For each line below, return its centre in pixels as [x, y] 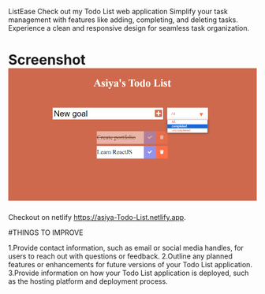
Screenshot [47, 60]
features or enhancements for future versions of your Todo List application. [130, 265]
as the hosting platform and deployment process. [88, 281]
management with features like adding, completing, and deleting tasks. [123, 20]
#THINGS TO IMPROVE [46, 233]
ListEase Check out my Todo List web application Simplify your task [118, 11]
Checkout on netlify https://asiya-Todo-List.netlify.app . [97, 218]
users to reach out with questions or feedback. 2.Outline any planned [120, 256]
